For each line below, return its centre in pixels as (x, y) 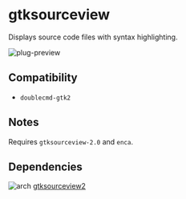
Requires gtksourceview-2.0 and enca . (71, 141)
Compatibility (43, 78)
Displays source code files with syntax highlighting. (93, 37)
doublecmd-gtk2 (45, 98)
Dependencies (45, 167)
